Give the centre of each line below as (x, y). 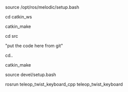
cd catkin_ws (19, 17)
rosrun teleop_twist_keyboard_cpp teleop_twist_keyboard (64, 84)
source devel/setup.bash (31, 75)
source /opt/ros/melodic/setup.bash (42, 7)
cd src (12, 36)
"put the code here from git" (34, 46)
